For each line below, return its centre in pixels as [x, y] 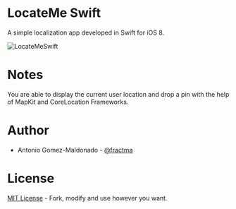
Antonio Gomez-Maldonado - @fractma [75, 150]
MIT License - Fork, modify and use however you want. [87, 198]
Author [28, 130]
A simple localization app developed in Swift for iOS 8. [86, 32]
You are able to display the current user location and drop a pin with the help [118, 94]
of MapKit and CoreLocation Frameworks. [68, 102]
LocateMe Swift [54, 13]
